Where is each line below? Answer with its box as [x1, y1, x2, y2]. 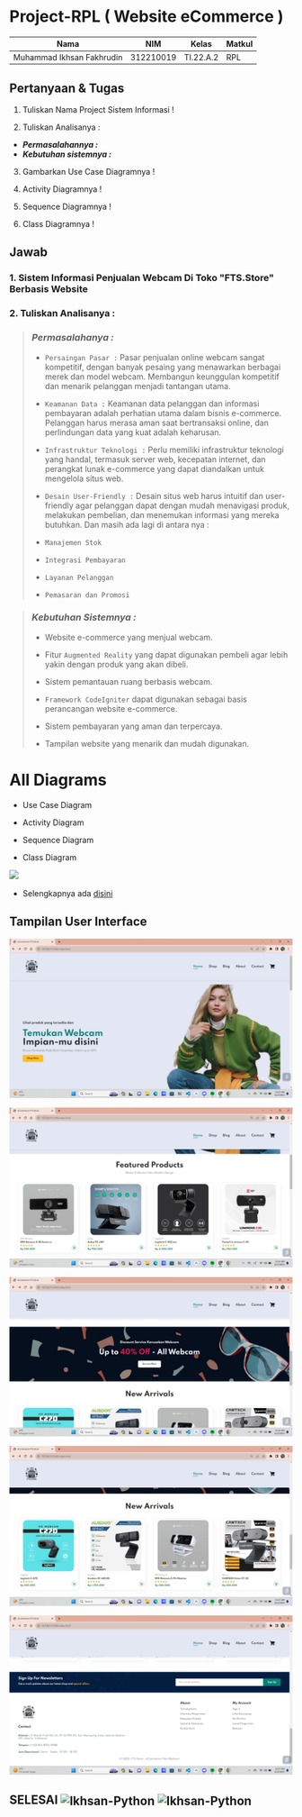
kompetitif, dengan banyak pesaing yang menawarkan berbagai [44, 361, 281, 372]
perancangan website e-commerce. [44, 703, 178, 713]
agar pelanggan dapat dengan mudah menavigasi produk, [75, 500, 290, 511]
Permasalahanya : [31, 332, 114, 344]
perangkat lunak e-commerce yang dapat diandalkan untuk [44, 463, 265, 474]
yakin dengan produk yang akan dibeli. [44, 659, 189, 669]
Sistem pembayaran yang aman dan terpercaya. [44, 721, 223, 731]
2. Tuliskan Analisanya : [9, 307, 115, 320]
